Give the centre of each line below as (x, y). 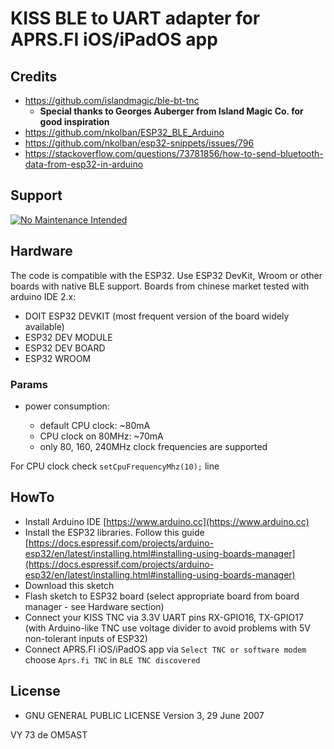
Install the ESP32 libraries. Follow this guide (114, 532)
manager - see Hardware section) (94, 606)
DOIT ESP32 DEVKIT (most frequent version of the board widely (157, 316)
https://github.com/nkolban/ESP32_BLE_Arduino (124, 132)
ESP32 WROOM (58, 358)
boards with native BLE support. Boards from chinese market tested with (160, 286)
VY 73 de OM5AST (49, 734)
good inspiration (74, 121)
